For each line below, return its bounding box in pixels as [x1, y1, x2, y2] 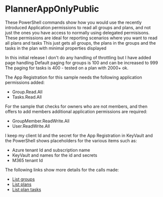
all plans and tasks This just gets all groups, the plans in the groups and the [5, 40, 156, 46]
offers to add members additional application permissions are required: [5, 108, 147, 115]
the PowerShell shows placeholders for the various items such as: [5, 137, 137, 144]
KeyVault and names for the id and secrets [12, 152, 97, 158]
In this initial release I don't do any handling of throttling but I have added [5, 54, 151, 60]
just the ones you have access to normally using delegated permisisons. [5, 30, 150, 35]
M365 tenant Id [12, 157, 43, 163]
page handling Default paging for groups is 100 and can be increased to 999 [5, 60, 158, 66]
